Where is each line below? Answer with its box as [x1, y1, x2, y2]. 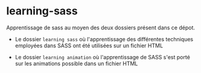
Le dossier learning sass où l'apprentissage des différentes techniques [14, 35, 194, 42]
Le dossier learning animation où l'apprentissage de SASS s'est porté [14, 53, 190, 60]
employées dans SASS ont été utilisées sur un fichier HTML [14, 42, 164, 49]
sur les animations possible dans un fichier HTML [14, 60, 138, 67]
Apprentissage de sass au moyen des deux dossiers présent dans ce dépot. [6, 24, 195, 31]
